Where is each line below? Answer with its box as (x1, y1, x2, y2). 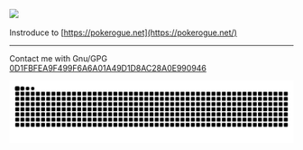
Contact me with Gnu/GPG (9, 53, 108, 63)
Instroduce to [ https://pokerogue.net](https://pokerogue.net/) (9, 27, 237, 38)
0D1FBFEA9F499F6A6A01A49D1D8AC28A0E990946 (9, 63, 207, 73)
